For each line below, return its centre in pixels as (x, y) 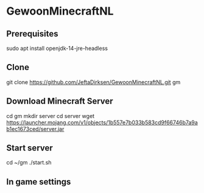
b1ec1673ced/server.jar (35, 128)
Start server (30, 148)
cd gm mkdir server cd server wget (51, 116)
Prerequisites (32, 34)
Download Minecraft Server (60, 101)
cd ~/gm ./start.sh (29, 163)
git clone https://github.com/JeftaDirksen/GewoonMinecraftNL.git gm (93, 82)
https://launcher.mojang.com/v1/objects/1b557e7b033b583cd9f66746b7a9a (102, 122)
